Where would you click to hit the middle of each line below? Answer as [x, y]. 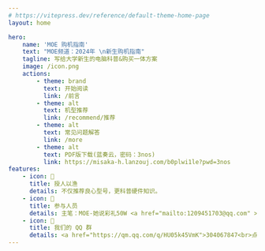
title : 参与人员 [53, 206]
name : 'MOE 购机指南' [56, 44]
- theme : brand [62, 81]
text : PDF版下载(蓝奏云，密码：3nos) [99, 155]
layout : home [30, 23]
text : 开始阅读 [66, 88]
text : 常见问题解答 [71, 133]
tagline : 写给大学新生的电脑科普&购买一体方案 [90, 59]
